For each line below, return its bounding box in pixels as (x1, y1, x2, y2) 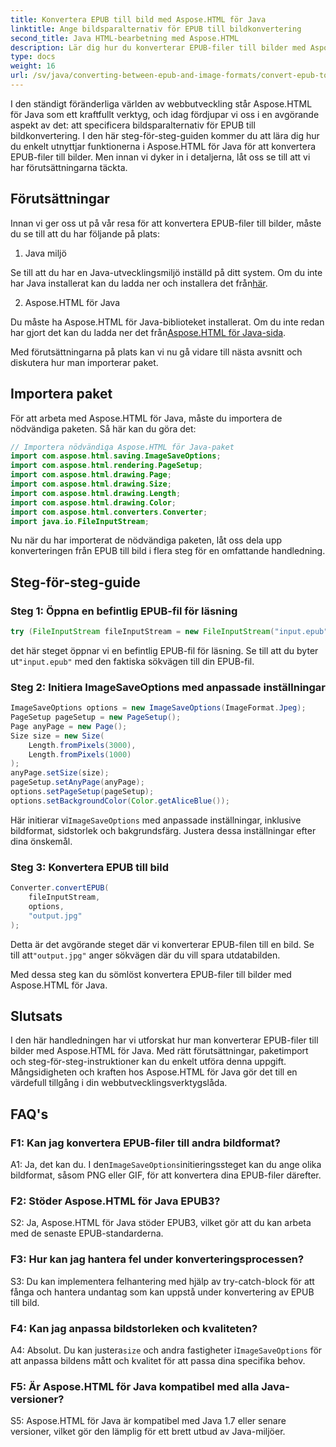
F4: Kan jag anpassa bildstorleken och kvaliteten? (10, 1321, 258, 1335)
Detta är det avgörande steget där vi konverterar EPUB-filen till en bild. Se (10, 938, 315, 950)
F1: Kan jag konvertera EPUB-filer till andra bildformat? (10, 1136, 281, 1150)
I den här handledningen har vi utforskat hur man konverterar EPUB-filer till (10, 1034, 319, 1046)
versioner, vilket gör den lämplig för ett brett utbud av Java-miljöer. (10, 1426, 286, 1438)
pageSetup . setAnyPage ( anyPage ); (10, 777, 145, 788)
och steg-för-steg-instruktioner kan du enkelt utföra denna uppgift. (10, 1056, 287, 1068)
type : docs (10, 52, 56, 62)
